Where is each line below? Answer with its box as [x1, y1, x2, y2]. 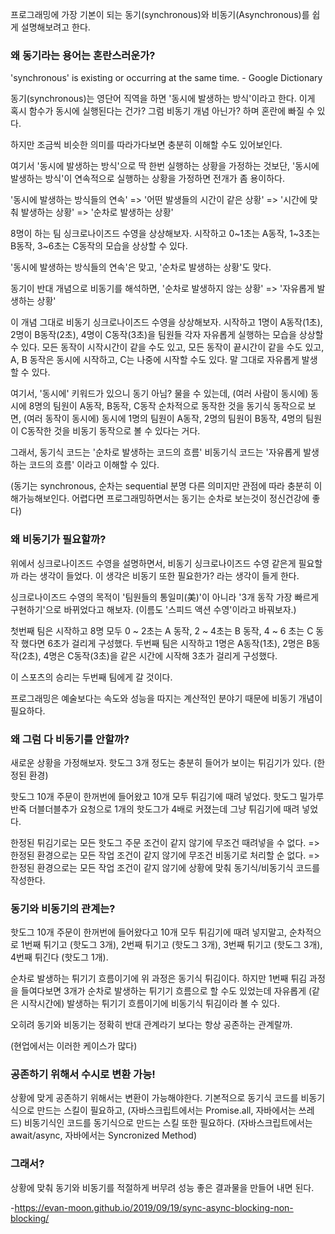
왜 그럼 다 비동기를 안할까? [10, 732, 130, 746]
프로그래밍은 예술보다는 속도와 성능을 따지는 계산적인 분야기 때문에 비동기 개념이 [10, 692, 323, 704]
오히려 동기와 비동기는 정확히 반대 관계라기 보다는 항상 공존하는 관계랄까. [10, 1019, 293, 1031]
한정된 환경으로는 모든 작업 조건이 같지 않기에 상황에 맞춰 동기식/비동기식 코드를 [10, 861, 321, 873]
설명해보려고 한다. [20, 21, 91, 33]
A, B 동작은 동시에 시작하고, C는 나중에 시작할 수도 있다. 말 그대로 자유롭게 [10, 354, 300, 366]
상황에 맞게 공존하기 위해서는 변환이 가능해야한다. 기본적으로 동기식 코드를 [10, 1092, 299, 1104]
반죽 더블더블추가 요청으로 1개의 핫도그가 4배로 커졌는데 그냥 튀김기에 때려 [10, 803, 300, 815]
